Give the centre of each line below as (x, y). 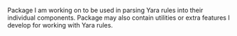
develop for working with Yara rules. (60, 25)
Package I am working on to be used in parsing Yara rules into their (105, 10)
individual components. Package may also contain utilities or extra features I (119, 18)
